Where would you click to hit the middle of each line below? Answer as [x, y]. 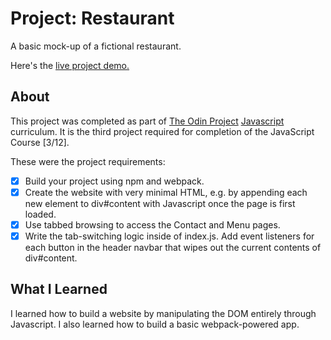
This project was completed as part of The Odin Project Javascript [147, 121]
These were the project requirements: [88, 161]
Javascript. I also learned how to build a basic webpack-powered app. [155, 324]
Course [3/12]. [40, 142]
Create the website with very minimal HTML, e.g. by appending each [166, 192]
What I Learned [59, 289]
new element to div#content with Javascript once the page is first [160, 203]
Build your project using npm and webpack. [114, 181]
